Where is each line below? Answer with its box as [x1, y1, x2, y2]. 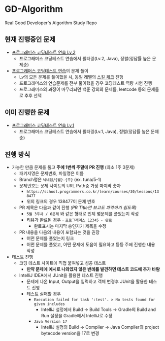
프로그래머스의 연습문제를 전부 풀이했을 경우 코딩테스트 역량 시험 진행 [19, 80, 152, 86]
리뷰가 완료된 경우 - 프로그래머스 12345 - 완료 [26, 217, 112, 223]
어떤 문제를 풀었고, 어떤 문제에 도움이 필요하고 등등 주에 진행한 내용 [26, 241, 156, 247]
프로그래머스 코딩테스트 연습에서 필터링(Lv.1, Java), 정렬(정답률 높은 [19, 128, 150, 134]
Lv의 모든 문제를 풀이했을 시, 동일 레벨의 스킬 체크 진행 [19, 74, 124, 80]
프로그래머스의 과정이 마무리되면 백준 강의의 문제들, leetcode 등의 [19, 86, 146, 92]
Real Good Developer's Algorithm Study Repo [4, 20, 97, 26]
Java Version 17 [33, 319, 67, 324]
